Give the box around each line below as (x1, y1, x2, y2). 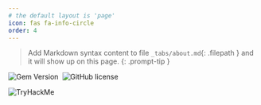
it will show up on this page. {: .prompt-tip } (27, 56, 170, 66)
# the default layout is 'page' (8, 11, 115, 20)
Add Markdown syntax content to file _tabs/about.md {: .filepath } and (27, 49, 255, 58)
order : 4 (8, 26, 37, 34)
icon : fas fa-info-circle (8, 19, 94, 27)
